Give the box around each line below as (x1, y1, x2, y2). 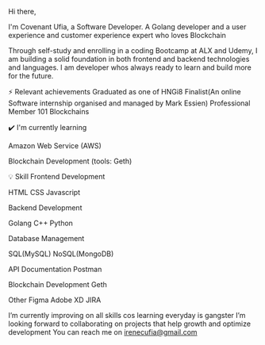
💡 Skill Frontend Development (8, 172, 106, 181)
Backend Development (8, 203, 83, 213)
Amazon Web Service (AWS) (8, 141, 102, 150)
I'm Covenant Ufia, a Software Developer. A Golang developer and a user (8, 22, 247, 31)
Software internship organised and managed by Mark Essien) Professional (8, 98, 251, 108)
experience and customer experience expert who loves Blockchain (8, 31, 226, 40)
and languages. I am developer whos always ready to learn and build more (8, 63, 252, 72)
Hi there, (8, 7, 36, 16)
